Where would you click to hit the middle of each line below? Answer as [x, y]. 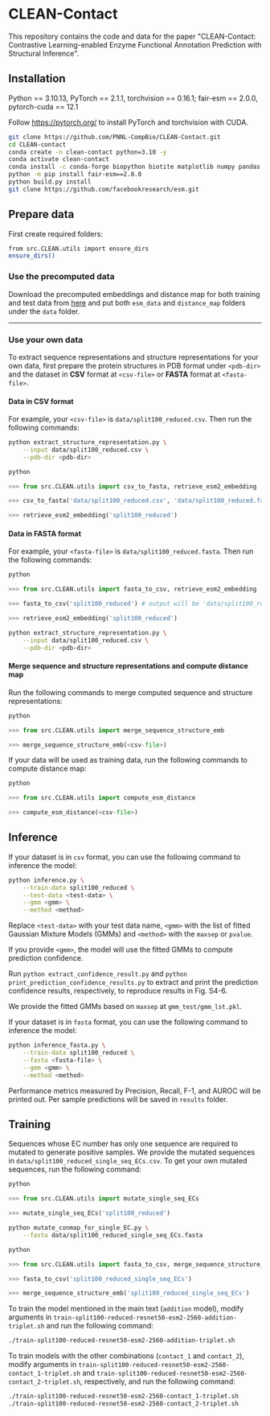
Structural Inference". [44, 53]
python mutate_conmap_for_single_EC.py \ [79, 1228]
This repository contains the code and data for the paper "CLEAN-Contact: [132, 36]
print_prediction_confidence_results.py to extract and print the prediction [133, 982]
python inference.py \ [46, 880]
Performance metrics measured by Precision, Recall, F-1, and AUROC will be [135, 1090]
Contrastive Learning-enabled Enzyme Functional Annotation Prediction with [135, 44]
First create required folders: [55, 233]
